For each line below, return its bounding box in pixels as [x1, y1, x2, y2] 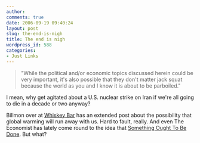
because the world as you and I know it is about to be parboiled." [20, 82, 181, 89]
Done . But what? [6, 130, 47, 138]
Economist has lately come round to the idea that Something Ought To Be [6, 124, 187, 131]
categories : [6, 48, 36, 54]
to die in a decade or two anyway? [6, 100, 91, 107]
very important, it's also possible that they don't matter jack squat [20, 76, 183, 83]
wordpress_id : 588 [6, 42, 52, 48]
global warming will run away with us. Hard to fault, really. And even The [6, 117, 184, 125]
